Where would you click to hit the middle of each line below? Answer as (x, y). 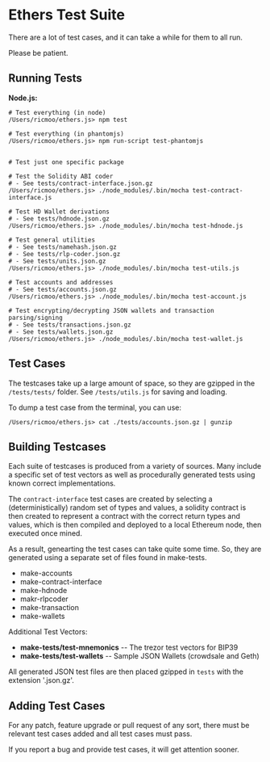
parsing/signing (35, 318)
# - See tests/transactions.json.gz (70, 325)
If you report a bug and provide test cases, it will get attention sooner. (124, 750)
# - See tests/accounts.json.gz (62, 289)
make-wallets (42, 617)
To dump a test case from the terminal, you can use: (95, 407)
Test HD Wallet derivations (63, 212)
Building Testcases (57, 446)
